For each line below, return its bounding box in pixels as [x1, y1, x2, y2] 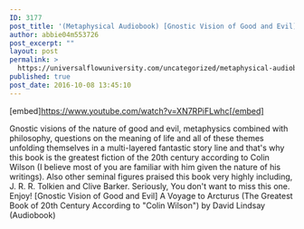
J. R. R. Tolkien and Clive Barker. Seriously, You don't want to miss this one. [9, 180, 290, 191]
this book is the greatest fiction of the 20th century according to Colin [9, 151, 270, 163]
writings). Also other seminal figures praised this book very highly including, [9, 171, 293, 182]
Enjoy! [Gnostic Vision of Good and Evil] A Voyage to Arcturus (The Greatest [9, 190, 293, 201]
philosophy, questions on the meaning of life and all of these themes [9, 132, 264, 143]
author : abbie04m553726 [9, 30, 100, 39]
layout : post [9, 47, 59, 56]
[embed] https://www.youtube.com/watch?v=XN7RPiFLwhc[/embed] [9, 105, 264, 116]
